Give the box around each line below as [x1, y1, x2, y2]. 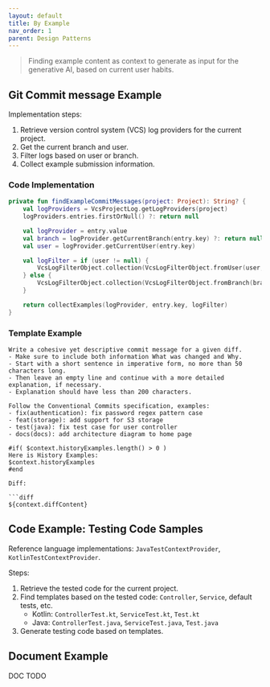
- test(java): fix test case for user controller [8, 423, 178, 431]
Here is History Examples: [8, 451, 99, 459]
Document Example [8, 649, 108, 664]
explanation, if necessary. [8, 381, 103, 389]
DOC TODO [8, 671, 47, 681]
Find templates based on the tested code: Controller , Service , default [19, 592, 252, 602]
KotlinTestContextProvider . [8, 552, 101, 562]
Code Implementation [8, 179, 95, 190]
